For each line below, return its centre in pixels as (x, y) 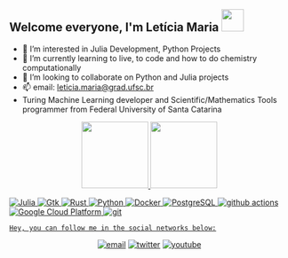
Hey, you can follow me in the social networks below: (113, 228)
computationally (52, 67)
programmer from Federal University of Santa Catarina (122, 109)
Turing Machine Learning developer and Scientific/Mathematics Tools (149, 99)
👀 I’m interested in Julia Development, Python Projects (121, 49)
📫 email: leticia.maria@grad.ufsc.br (88, 87)
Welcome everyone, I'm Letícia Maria (114, 27)
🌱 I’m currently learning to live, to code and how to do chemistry (140, 58)
